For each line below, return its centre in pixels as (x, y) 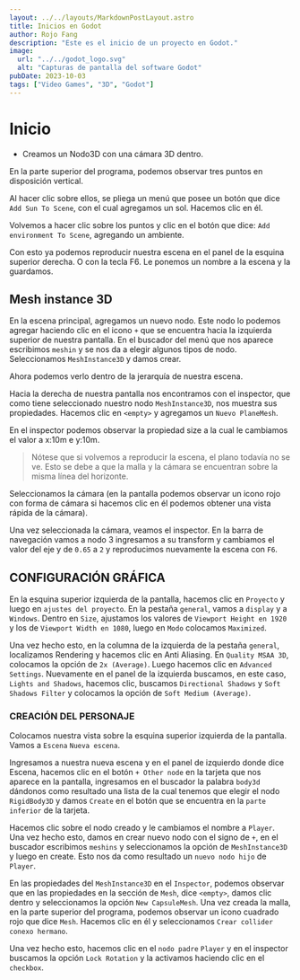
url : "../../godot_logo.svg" (72, 59)
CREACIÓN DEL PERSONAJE (72, 717)
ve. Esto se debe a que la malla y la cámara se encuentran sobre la (154, 467)
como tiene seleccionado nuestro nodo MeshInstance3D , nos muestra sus (143, 403)
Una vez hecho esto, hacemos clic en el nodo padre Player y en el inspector (149, 949)
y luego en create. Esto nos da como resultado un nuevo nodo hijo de (138, 856)
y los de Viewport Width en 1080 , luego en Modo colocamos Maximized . (138, 628)
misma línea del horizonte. (80, 476)
